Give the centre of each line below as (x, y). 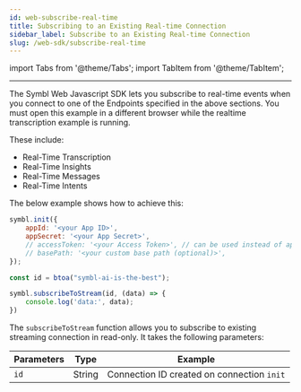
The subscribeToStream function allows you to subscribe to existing (133, 327)
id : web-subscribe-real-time (64, 17)
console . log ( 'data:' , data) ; (80, 302)
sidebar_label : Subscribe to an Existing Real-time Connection (130, 34)
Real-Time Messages (61, 177)
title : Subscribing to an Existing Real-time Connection (118, 26)
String (86, 375)
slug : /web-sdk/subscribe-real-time (77, 43)
